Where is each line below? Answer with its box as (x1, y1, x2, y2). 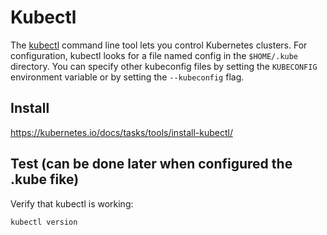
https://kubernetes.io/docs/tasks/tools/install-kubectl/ (10, 126, 233, 138)
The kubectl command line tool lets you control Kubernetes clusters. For (10, 39, 308, 51)
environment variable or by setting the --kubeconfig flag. (10, 71, 245, 83)
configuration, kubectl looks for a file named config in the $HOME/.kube (10, 49, 299, 61)
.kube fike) (10, 171, 80, 188)
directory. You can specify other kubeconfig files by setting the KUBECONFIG (10, 60, 318, 72)
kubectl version (10, 217, 78, 227)
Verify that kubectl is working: (10, 197, 134, 210)
